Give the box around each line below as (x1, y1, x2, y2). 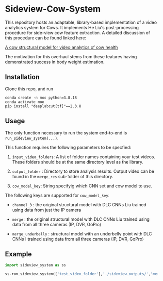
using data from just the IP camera (12, 207, 81, 213)
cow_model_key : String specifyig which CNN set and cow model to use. (12, 183, 152, 189)
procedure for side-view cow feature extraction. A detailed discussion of (5, 30, 150, 35)
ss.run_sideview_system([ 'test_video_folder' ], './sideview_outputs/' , (5, 272, 151, 277)
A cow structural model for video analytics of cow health (5, 44, 118, 50)
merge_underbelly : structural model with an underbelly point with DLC (12, 231, 152, 236)
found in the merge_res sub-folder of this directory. (12, 173, 114, 179)
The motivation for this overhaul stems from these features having (5, 53, 137, 59)
